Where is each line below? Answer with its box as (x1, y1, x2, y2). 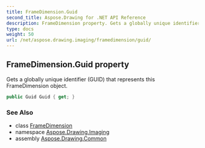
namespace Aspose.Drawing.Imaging (15, 128, 110, 135)
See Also (6, 108, 34, 116)
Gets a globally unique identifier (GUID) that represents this (6, 75, 156, 82)
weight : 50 (6, 32, 34, 38)
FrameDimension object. (6, 82, 68, 89)
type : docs (6, 25, 34, 32)
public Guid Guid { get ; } (6, 93, 75, 100)
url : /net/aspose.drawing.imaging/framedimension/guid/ (6, 37, 151, 43)
